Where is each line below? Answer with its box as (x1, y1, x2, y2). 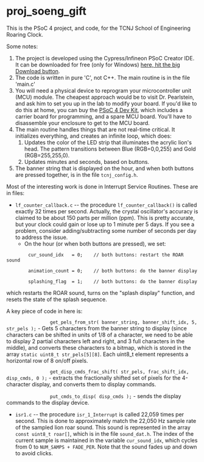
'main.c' (15, 80, 35, 88)
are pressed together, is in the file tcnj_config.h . (15, 171, 138, 178)
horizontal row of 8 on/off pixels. (6, 357, 88, 364)
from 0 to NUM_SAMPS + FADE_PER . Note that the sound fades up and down (15, 443, 197, 450)
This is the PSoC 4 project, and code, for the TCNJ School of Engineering (6, 24, 191, 32)
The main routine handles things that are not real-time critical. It (15, 126, 175, 133)
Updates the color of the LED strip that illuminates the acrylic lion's (24, 138, 192, 146)
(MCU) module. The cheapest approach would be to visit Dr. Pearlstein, (15, 93, 195, 101)
